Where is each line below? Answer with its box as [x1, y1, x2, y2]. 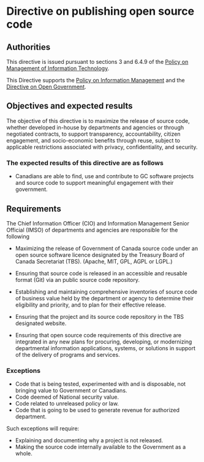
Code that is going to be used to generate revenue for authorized [15, 407, 179, 414]
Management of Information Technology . [6, 65, 110, 72]
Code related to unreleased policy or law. [15, 400, 119, 407]
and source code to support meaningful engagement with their [15, 179, 174, 187]
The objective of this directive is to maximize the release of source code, [6, 117, 190, 124]
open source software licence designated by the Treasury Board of [15, 251, 185, 259]
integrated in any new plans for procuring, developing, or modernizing [15, 338, 192, 345]
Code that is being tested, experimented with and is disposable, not [15, 380, 186, 388]
